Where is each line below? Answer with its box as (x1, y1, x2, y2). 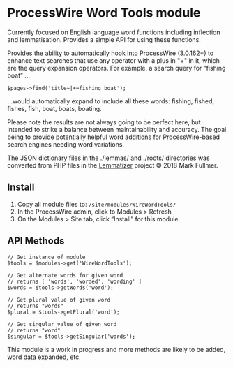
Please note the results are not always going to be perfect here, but (7, 117, 201, 126)
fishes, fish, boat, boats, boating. (7, 104, 103, 112)
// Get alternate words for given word (7, 272, 123, 279)
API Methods (7, 235, 65, 247)
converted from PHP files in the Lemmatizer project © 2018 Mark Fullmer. (7, 161, 218, 169)
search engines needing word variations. (7, 140, 124, 148)
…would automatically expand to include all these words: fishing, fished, (7, 96, 215, 105)
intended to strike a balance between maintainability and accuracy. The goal (7, 125, 227, 133)
